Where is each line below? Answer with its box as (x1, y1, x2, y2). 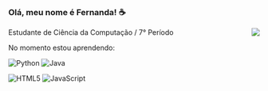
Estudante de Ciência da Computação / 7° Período (8, 28, 174, 37)
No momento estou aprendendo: (8, 43, 116, 53)
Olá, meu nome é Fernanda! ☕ (8, 6, 126, 17)
